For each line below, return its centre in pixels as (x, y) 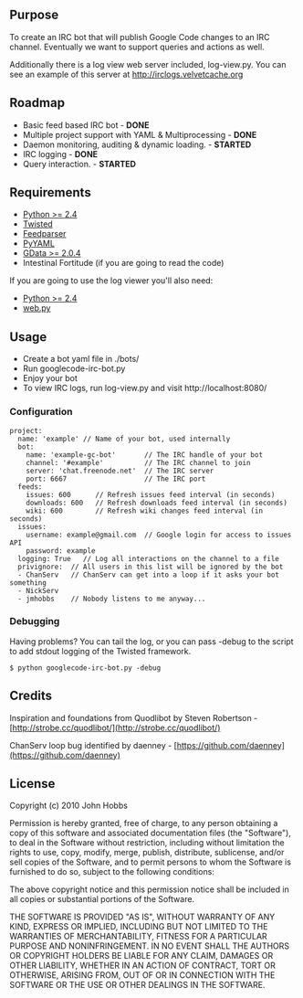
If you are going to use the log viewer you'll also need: (111, 281)
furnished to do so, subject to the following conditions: (112, 872)
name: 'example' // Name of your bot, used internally (124, 439)
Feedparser (44, 234)
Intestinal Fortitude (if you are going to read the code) (123, 263)
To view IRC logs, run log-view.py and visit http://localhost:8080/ (145, 388)
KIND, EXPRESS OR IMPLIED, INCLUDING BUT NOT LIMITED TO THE (139, 927)
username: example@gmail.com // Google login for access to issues (159, 535)
